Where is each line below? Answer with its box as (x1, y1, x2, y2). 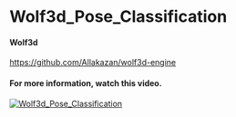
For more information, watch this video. (9, 77, 162, 88)
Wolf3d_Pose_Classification (9, 6, 228, 27)
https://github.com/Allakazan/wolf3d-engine (9, 57, 177, 68)
